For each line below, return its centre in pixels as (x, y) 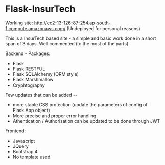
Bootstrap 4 (25, 151)
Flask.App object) (31, 110)
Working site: (19, 23)
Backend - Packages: (28, 53)
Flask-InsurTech (40, 9)
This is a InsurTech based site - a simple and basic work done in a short (81, 38)
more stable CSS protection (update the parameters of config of (80, 104)
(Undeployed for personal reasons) (103, 28)
